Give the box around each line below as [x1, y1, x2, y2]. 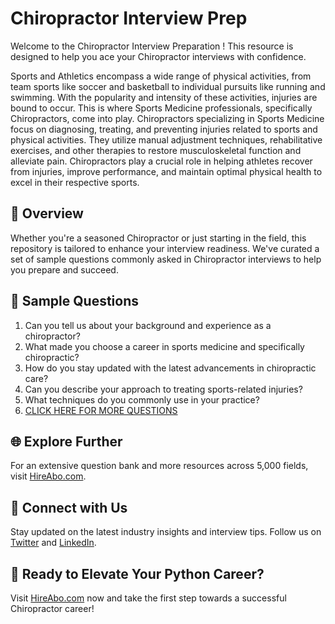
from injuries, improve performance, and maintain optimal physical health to [10, 165, 323, 177]
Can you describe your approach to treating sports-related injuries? [24, 383, 303, 395]
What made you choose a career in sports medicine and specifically [24, 340, 305, 352]
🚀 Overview [10, 205, 84, 222]
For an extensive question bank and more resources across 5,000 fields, [10, 460, 309, 472]
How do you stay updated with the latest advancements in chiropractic [24, 362, 317, 374]
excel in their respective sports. [10, 176, 140, 188]
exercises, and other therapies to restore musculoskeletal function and [10, 144, 302, 156]
